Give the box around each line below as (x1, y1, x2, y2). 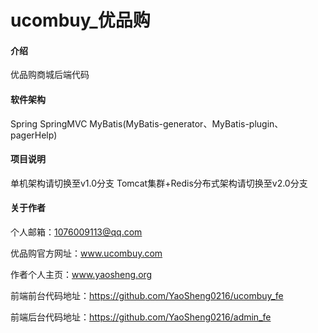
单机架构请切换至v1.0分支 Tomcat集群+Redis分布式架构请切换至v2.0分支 (10, 177, 308, 189)
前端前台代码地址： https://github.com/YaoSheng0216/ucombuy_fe (10, 290, 284, 301)
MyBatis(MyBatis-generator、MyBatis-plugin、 (89, 117, 284, 130)
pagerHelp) (10, 129, 58, 141)
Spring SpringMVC (10, 117, 88, 130)
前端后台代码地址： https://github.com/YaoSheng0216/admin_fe (10, 311, 272, 323)
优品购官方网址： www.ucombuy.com (10, 247, 163, 259)
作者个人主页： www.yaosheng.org (10, 269, 153, 280)
